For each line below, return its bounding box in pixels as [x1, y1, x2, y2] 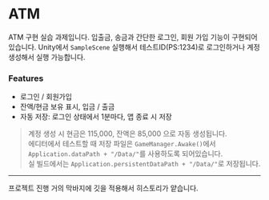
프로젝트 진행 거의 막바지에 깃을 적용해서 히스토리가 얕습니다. [8, 183, 199, 193]
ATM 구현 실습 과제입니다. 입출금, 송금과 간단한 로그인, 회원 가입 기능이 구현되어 [8, 32, 258, 42]
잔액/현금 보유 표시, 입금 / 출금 [19, 102, 115, 112]
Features [8, 73, 44, 84]
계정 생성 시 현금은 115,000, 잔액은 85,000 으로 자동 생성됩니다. [27, 129, 227, 138]
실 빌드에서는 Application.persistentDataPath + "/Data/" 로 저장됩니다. [27, 159, 261, 169]
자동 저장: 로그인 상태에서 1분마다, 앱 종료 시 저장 [19, 112, 172, 122]
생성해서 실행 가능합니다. [8, 52, 86, 62]
